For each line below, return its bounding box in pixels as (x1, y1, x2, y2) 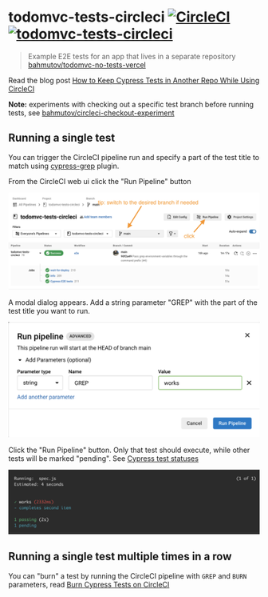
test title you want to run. (8, 306, 90, 315)
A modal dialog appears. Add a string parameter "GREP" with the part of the (8, 297, 258, 307)
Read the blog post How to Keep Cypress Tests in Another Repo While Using (8, 75, 260, 85)
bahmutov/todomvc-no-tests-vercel (27, 60, 146, 70)
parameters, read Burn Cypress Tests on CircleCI (8, 579, 170, 589)
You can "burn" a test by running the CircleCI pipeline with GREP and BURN (8, 571, 247, 580)
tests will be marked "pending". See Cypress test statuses (8, 453, 199, 463)
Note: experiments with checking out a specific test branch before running (8, 99, 254, 109)
